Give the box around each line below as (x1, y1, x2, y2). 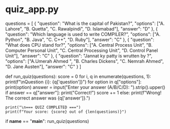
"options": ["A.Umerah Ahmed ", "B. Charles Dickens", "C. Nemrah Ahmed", (5, 58, 164, 64)
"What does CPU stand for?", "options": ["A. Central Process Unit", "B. (5, 42, 153, 48)
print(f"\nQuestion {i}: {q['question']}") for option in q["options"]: (5, 79, 142, 85)
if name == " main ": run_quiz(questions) (5, 118, 89, 124)
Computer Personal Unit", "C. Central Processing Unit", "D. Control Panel (5, 47, 158, 53)
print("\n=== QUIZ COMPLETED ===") (5, 105, 81, 110)
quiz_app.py (5, 4, 59, 15)
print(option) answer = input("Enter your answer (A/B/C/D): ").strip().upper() (5, 84, 165, 90)
